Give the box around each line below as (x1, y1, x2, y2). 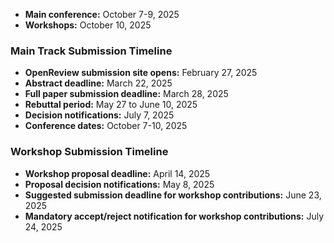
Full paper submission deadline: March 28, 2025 (24, 88, 229, 100)
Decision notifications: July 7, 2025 (24, 109, 175, 121)
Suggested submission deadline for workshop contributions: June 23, (24, 189, 322, 201)
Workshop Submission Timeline (10, 145, 169, 159)
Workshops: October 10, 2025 (24, 19, 152, 31)
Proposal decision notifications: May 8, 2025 (24, 178, 215, 190)
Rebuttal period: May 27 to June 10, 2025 (24, 99, 198, 111)
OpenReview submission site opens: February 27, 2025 (24, 67, 258, 79)
